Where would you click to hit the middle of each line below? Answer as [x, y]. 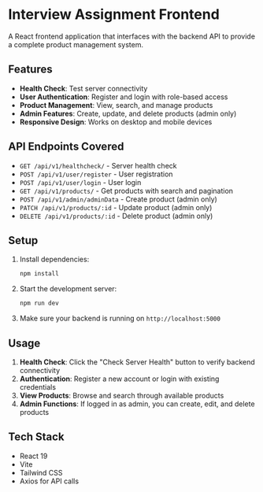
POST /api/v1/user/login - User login [80, 182]
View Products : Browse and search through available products [122, 395]
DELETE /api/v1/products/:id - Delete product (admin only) [116, 216]
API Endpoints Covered [66, 147]
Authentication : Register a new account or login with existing [119, 379]
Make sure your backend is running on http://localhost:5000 [120, 318]
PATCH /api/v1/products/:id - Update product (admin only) [116, 207]
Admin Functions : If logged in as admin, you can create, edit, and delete [137, 404]
